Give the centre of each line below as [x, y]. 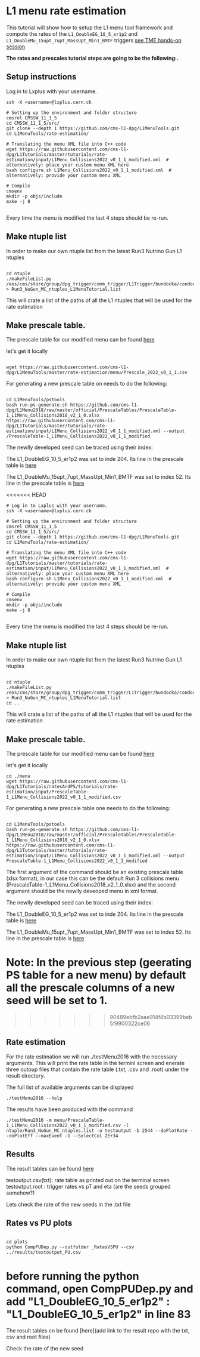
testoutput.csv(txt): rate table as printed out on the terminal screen [88, 1180]
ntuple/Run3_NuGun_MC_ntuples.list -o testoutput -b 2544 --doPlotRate [97, 1130]
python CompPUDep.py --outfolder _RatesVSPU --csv [70, 1247]
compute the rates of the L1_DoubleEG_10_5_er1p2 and [72, 33]
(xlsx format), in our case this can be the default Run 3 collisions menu [93, 878]
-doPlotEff [20, 1136]
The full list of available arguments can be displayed [70, 1087]
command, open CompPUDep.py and [100, 1289]
